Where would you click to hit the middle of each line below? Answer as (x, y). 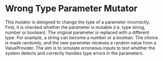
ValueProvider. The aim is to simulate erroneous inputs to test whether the (80, 48)
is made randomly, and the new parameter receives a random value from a (81, 42)
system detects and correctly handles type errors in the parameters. (74, 53)
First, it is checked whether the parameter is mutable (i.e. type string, (75, 27)
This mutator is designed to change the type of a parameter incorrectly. (78, 22)
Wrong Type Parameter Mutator (71, 9)
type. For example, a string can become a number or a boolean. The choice (82, 38)
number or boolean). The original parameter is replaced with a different (77, 32)
